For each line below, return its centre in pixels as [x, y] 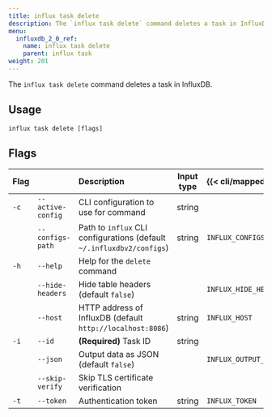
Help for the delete [115, 260]
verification [100, 388]
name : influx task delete [67, 46]
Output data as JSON [119, 354]
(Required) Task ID [115, 341]
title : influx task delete [54, 16]
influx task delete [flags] [56, 128]
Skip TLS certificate [116, 377]
